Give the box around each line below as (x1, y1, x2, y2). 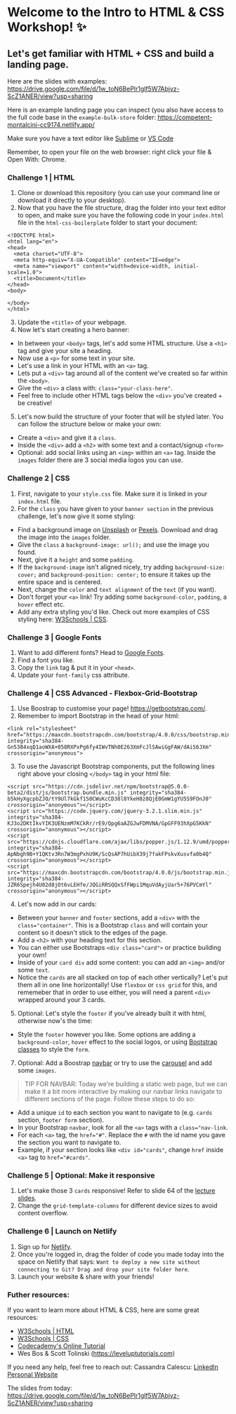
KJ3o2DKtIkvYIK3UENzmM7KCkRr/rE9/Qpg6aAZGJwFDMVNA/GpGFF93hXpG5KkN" (7, 820, 212, 827)
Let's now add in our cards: (17, 900, 97, 908)
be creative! (17, 399, 53, 407)
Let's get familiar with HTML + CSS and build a (7, 47, 214, 60)
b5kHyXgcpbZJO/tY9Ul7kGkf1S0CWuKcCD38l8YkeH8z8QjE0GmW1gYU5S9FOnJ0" (7, 795, 212, 802)
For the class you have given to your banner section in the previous (17, 504, 214, 513)
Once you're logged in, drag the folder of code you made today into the (17, 1250, 225, 1258)
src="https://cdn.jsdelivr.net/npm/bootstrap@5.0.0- (32, 784, 190, 791)
